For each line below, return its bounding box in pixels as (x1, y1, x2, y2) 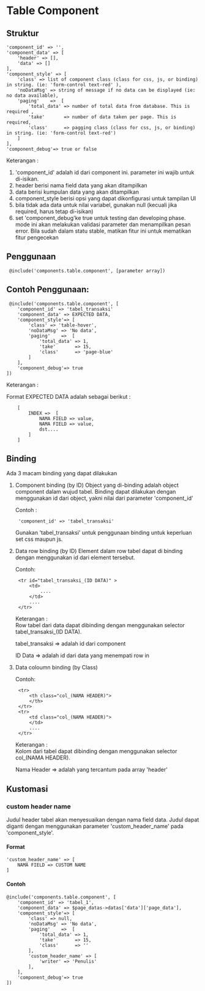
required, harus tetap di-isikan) (15, 208, 94, 215)
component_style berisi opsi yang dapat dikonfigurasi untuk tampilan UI (15, 195, 196, 202)
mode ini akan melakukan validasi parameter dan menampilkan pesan (15, 221, 191, 228)
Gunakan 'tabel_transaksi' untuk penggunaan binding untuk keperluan (15, 529, 192, 537)
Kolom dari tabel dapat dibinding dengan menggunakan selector (15, 748, 177, 755)
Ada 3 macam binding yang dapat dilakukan (6, 470, 117, 477)
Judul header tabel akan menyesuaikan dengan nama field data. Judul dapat (6, 816, 199, 824)
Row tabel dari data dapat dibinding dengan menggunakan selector (15, 622, 185, 629)
